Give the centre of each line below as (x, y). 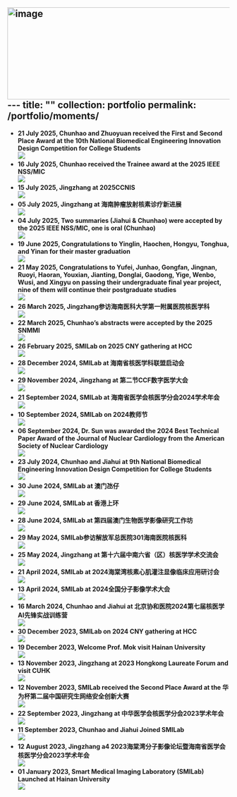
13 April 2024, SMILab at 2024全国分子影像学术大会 (94, 589)
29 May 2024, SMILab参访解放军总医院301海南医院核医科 (102, 537)
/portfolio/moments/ (53, 116)
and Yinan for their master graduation (74, 251)
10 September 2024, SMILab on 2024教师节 (83, 414)
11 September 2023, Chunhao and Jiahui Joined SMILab (101, 729)
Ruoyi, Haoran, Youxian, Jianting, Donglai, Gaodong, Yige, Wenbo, (117, 274)
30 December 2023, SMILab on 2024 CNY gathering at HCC (107, 631)
